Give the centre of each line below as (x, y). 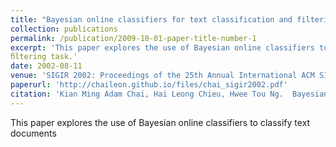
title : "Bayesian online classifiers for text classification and (151, 19)
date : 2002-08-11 (46, 66)
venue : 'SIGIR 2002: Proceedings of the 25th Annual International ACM (162, 76)
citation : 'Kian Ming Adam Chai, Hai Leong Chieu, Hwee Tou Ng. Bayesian (169, 94)
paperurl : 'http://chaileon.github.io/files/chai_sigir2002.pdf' (149, 85)
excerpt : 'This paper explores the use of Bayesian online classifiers (162, 47)
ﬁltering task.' (44, 57)
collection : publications (64, 29)
